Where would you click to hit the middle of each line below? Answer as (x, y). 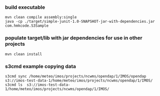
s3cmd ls (14, 85)
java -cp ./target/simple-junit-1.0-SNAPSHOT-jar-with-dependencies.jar (80, 22)
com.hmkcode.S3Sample (27, 26)
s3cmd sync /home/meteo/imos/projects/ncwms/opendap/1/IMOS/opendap (76, 76)
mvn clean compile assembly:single (41, 17)
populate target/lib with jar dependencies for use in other (74, 38)
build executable (25, 7)
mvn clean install (24, 54)
